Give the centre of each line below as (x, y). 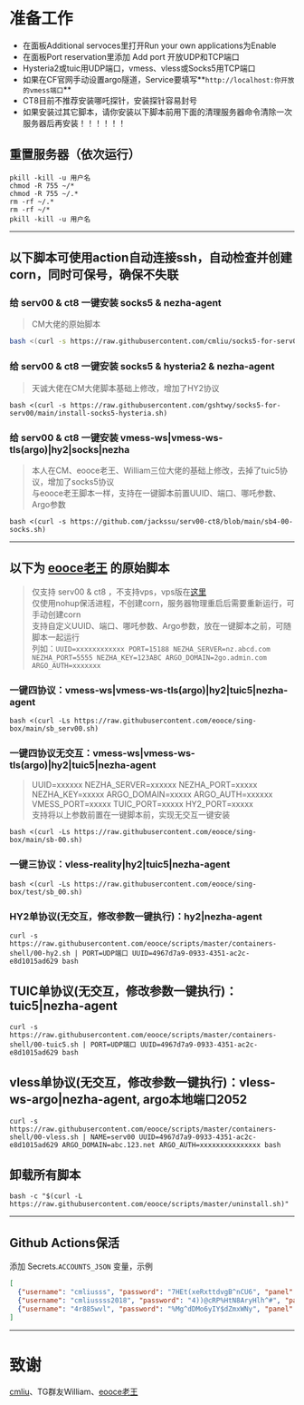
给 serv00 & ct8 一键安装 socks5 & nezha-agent (115, 303)
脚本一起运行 (55, 637)
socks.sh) (28, 529)
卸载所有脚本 (45, 1175)
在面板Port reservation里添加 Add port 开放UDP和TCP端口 (131, 56)
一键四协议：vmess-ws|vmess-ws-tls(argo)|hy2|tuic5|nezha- (149, 690)
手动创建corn (56, 614)
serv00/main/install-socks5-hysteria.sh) (89, 413)
